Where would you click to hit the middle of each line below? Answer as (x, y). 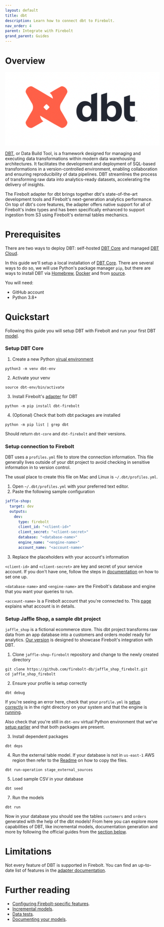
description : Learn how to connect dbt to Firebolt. (60, 21)
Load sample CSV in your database (48, 779)
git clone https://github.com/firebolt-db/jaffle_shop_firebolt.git (76, 669)
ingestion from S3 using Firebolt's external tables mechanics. (67, 215)
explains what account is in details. (40, 606)
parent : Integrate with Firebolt (39, 31)
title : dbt (16, 15)
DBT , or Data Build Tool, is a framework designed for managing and (73, 153)
